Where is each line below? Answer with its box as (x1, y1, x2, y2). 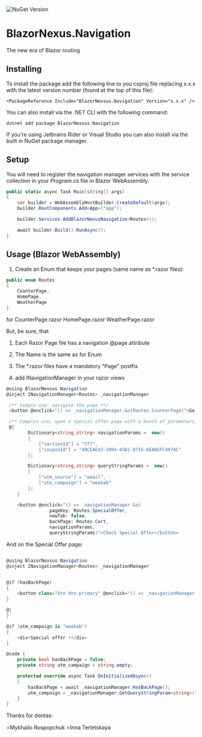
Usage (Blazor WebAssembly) (6, 250, 121, 260)
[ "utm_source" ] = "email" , (38, 474, 106, 481)
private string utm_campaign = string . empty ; (17, 662, 133, 668)
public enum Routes (6, 277, 55, 283)
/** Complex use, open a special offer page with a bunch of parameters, (8, 419, 198, 425)
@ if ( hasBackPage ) (6, 579, 52, 585)
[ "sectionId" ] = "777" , (38, 441, 98, 447)
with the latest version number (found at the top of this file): (6, 86, 154, 93)
